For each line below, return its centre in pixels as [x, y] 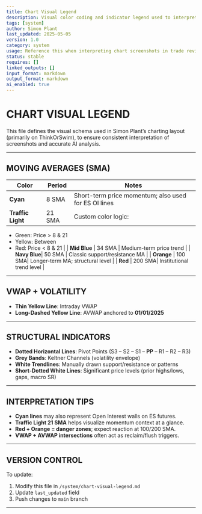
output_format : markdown [37, 79]
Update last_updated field [47, 492]
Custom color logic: [102, 216]
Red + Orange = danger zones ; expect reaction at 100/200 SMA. [95, 429]
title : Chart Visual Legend [41, 12]
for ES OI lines [94, 203]
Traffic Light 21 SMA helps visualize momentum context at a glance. [99, 423]
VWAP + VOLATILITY [47, 292]
